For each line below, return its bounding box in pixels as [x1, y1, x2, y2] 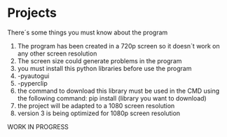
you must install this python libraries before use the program [17, 64, 192, 72]
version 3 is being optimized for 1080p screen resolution [17, 109, 181, 117]
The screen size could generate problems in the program [17, 56, 182, 65]
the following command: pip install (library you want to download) [17, 93, 207, 103]
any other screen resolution [17, 49, 97, 58]
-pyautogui [17, 72, 50, 80]
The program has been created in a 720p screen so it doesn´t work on [17, 41, 221, 50]
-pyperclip [17, 79, 48, 87]
